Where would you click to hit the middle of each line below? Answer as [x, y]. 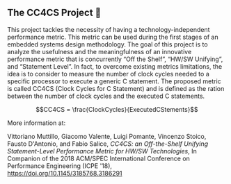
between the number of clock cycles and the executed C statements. [106, 96]
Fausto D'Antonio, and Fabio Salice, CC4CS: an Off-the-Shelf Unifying [108, 144]
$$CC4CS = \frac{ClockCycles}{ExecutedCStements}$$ [117, 109]
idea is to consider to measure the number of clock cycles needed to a [109, 74]
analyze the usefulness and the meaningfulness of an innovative [99, 51]
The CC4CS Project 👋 [54, 13]
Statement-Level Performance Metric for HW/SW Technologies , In [102, 151]
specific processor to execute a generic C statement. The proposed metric [114, 81]
